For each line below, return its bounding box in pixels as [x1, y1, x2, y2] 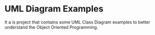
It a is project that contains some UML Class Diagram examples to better [4, 19, 151, 25]
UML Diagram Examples [4, 3, 104, 14]
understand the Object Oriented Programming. [4, 24, 98, 30]
